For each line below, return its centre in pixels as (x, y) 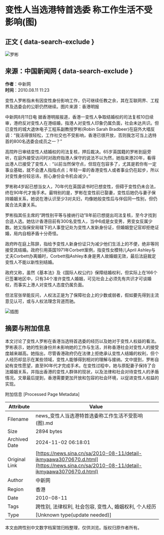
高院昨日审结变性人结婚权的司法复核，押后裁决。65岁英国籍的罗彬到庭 (76, 151)
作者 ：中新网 (18, 84)
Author (15, 480)
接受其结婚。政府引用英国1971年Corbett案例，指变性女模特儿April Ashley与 (80, 250)
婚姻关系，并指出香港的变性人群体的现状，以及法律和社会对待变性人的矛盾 (84, 371)
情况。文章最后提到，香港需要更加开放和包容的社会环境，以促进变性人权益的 (82, 378)
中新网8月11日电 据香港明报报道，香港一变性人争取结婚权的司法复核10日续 (79, 117)
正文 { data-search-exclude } (50, 42)
